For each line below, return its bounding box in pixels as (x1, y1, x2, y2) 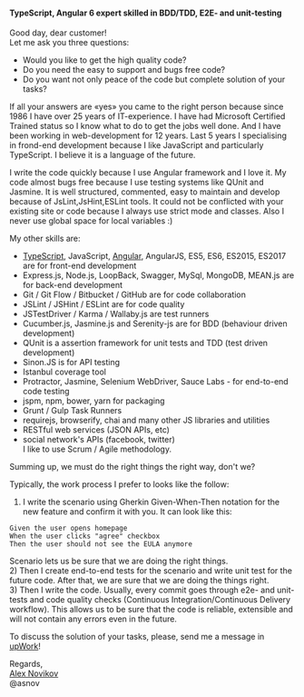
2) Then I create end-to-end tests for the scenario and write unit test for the (9, 565, 293, 576)
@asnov (9, 678, 41, 689)
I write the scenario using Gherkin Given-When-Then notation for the (22, 496, 279, 508)
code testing (22, 386, 70, 397)
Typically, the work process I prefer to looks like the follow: (9, 479, 230, 490)
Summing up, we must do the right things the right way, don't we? (9, 462, 256, 473)
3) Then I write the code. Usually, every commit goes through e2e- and (9, 584, 275, 595)
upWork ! (9, 641, 41, 652)
